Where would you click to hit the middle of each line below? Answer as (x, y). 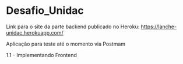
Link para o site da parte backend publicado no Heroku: (73, 27)
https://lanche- (159, 27)
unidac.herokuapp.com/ (35, 32)
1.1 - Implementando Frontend (42, 55)
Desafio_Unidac (45, 11)
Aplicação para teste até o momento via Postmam (66, 44)
